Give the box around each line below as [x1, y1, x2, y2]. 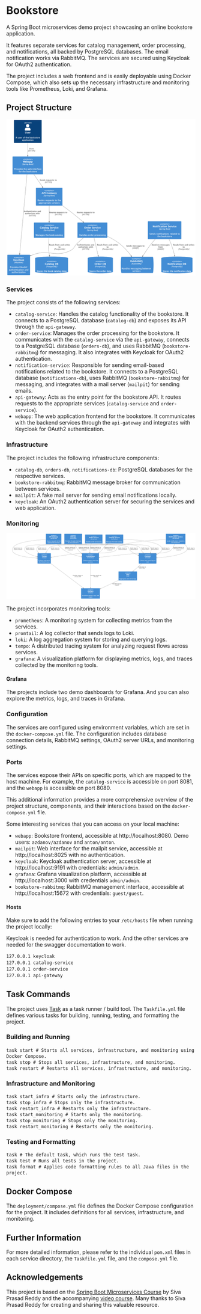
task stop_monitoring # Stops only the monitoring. [6, 1118, 138, 1124]
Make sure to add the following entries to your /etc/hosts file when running [6, 916, 193, 924]
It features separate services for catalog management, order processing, [6, 41, 186, 49]
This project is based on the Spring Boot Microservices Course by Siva [6, 1288, 181, 1295]
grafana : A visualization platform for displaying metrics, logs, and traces [14, 655, 193, 662]
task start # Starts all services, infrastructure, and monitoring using [6, 1047, 195, 1053]
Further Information [6, 1232, 82, 1242]
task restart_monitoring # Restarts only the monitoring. [6, 1124, 154, 1130]
